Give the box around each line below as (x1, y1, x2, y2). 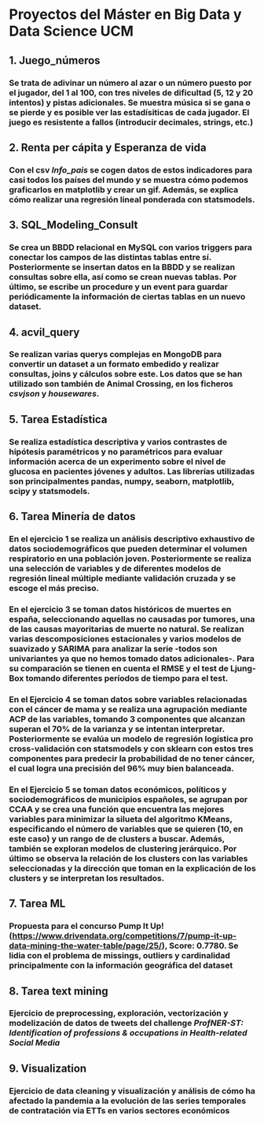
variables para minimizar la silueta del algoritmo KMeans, (9, 813, 233, 824)
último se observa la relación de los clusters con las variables (9, 853, 248, 864)
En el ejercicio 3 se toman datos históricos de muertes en (9, 604, 232, 615)
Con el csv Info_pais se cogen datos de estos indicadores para (9, 164, 253, 175)
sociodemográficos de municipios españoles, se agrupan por (9, 793, 248, 804)
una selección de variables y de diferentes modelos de (9, 563, 222, 574)
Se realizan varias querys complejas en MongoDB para (9, 349, 222, 360)
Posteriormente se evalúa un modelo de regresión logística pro (9, 733, 254, 744)
